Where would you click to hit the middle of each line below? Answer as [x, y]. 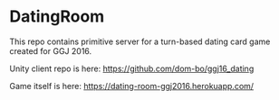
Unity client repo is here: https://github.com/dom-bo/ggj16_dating [132, 68]
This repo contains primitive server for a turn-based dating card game [140, 41]
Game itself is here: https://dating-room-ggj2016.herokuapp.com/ [132, 86]
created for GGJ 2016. [51, 50]
